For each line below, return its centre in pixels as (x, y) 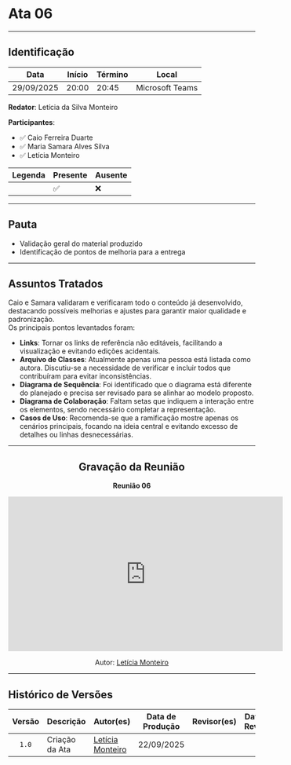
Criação (61, 739)
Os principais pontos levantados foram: (72, 328)
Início (78, 74)
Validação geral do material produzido (81, 243)
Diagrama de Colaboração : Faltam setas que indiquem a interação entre (136, 401)
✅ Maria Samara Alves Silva (64, 146)
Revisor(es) (214, 721)
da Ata (59, 749)
